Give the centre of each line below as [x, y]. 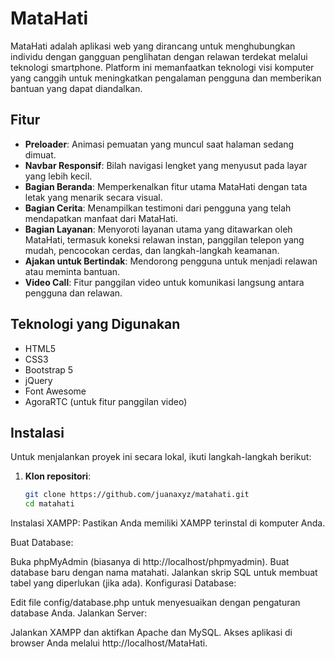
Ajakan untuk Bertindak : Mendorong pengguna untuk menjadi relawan [171, 261]
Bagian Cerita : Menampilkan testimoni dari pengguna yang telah [158, 208]
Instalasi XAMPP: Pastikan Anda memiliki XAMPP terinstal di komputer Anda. [168, 523]
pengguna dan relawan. [73, 293]
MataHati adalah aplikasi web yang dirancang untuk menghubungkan [153, 46]
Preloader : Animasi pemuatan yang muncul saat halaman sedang [159, 144]
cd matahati [49, 504]
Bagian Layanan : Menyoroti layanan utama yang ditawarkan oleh [158, 229]
